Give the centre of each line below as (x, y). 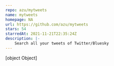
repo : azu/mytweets (26, 10)
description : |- (23, 39)
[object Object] (21, 58)
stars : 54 (16, 29)
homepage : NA (19, 19)
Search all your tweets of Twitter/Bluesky (62, 43)
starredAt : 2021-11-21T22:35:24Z (41, 34)
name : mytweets (22, 15)
